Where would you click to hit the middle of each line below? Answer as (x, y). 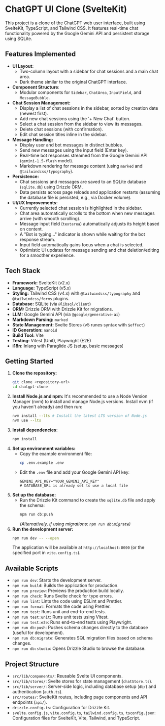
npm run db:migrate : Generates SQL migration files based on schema (82, 638)
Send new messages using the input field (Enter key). (74, 150)
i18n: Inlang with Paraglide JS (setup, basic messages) (68, 346)
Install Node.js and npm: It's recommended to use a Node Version (80, 396)
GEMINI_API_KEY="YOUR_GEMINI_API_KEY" (59, 481)
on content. (31, 229)
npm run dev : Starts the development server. (57, 580)
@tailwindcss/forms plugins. (41, 298)
